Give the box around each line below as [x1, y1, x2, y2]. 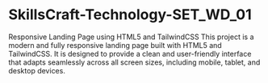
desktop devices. [8, 65, 66, 75]
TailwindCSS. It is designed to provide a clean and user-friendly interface [8, 49, 252, 58]
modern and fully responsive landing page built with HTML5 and [8, 40, 222, 49]
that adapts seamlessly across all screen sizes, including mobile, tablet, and [8, 57, 261, 67]
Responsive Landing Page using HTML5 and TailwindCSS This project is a [8, 32, 254, 41]
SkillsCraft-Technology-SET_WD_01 [8, 6, 252, 24]
